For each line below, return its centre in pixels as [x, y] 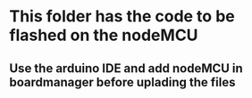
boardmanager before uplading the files [122, 82]
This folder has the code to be [122, 16]
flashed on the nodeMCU [104, 35]
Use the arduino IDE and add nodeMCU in [126, 68]
